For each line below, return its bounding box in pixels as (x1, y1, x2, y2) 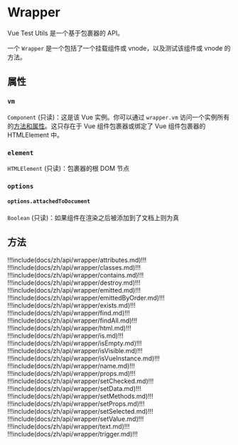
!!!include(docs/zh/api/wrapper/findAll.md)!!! (7, 316, 138, 325)
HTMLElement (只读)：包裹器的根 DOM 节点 (7, 164, 130, 172)
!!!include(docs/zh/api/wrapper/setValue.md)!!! (7, 414, 144, 423)
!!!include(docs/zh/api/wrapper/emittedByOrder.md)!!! (7, 293, 165, 302)
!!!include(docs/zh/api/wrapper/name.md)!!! (7, 361, 135, 370)
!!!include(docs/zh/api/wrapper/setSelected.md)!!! (7, 407, 154, 415)
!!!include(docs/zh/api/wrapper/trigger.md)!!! (7, 429, 139, 438)
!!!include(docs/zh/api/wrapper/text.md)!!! (7, 422, 130, 431)
